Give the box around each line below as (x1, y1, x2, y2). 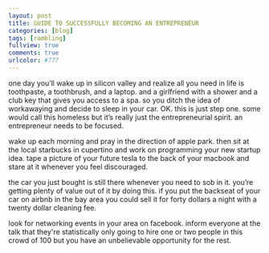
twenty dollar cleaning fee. (8, 203, 97, 212)
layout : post (8, 11, 52, 20)
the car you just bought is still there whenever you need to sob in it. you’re (8, 177, 254, 187)
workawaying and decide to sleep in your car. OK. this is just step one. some (8, 103, 261, 113)
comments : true (8, 49, 59, 57)
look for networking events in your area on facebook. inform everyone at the (8, 218, 261, 228)
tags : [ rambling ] (8, 34, 67, 42)
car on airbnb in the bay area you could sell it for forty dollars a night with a (8, 194, 257, 204)
